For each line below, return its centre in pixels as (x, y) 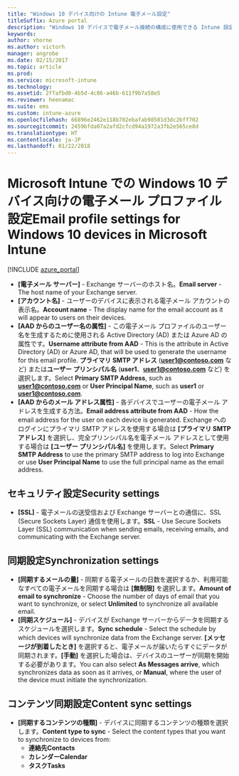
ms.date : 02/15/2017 (38, 60)
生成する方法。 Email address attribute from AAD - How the (131, 411)
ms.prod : (20, 73)
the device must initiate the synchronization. (83, 679)
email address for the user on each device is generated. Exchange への (122, 420)
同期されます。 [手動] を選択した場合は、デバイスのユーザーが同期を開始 (123, 655)
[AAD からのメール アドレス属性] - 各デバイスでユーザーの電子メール (119, 402)
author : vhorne (30, 41)
